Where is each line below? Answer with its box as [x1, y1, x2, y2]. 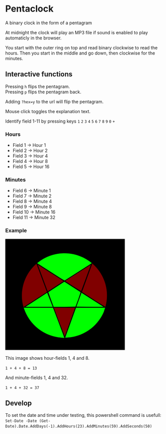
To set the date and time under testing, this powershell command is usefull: [5, 412, 161, 418]
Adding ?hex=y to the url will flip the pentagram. [5, 98, 104, 104]
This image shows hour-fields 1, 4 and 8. [5, 355, 90, 361]
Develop [5, 399, 32, 408]
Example [5, 227, 27, 234]
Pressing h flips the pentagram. [5, 83, 70, 89]
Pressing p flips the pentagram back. [5, 89, 82, 95]
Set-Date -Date [5, 418, 37, 424]
